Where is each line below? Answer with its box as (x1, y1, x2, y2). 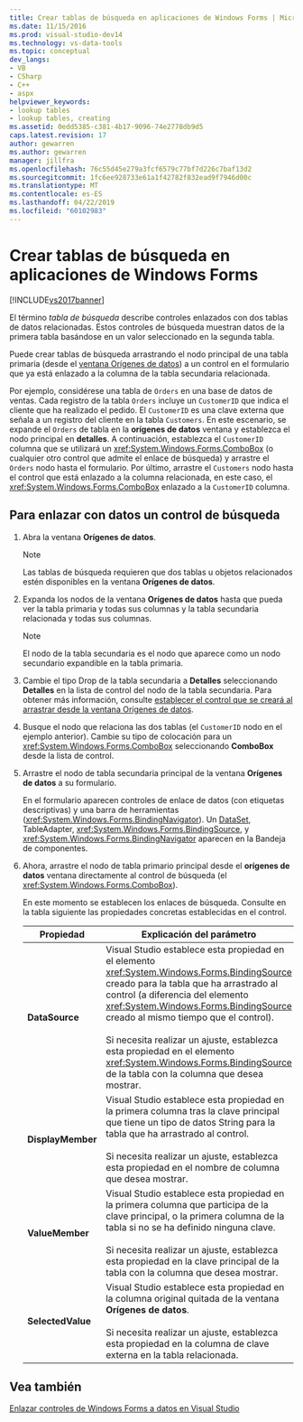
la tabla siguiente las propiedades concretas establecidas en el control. (22, 906, 287, 917)
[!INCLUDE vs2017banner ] (9, 295, 106, 305)
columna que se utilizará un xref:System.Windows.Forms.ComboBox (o (9, 443, 273, 454)
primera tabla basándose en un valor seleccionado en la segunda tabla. (9, 331, 275, 341)
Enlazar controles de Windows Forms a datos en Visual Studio (9, 1403, 240, 1414)
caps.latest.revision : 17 (9, 131, 106, 140)
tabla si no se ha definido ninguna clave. (105, 1221, 276, 1233)
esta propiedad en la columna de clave (105, 1337, 270, 1350)
